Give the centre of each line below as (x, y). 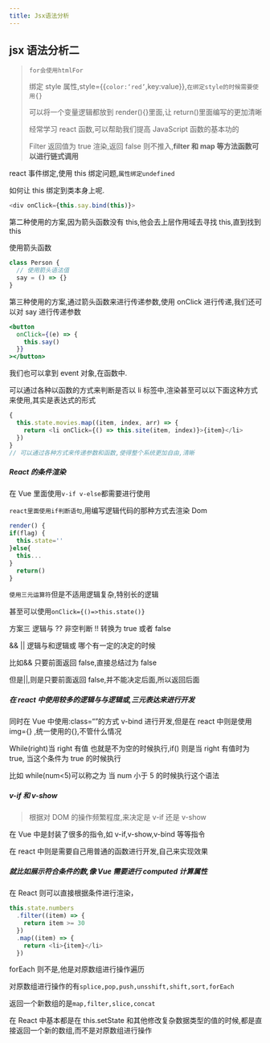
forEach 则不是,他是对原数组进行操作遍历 (77, 969)
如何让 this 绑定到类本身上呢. (57, 190)
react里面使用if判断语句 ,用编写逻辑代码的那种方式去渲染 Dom (108, 511)
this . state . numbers (42, 908)
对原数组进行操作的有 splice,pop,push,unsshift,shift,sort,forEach (122, 986)
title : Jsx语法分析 (39, 16)
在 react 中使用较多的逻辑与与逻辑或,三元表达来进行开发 (102, 700)
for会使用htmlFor (56, 71)
